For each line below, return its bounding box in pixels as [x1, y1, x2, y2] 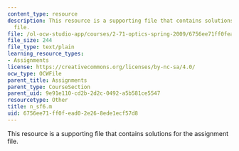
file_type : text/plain [7, 43, 75, 51]
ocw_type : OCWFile [7, 70, 62, 77]
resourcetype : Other [7, 97, 69, 104]
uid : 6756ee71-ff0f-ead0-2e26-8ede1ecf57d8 [7, 110, 139, 117]
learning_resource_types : [7, 51, 84, 58]
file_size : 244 [7, 37, 53, 44]
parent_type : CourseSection [7, 83, 91, 90]
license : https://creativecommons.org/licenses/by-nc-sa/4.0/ [7, 63, 196, 71]
